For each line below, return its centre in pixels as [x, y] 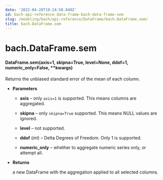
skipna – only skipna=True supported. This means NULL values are [88, 113]
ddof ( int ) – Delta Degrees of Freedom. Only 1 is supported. [81, 138]
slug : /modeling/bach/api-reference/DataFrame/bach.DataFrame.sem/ [77, 19]
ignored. [28, 118]
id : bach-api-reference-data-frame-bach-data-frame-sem [64, 14]
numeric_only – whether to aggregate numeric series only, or [83, 147]
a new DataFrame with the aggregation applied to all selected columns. [85, 172]
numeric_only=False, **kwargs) [39, 68]
